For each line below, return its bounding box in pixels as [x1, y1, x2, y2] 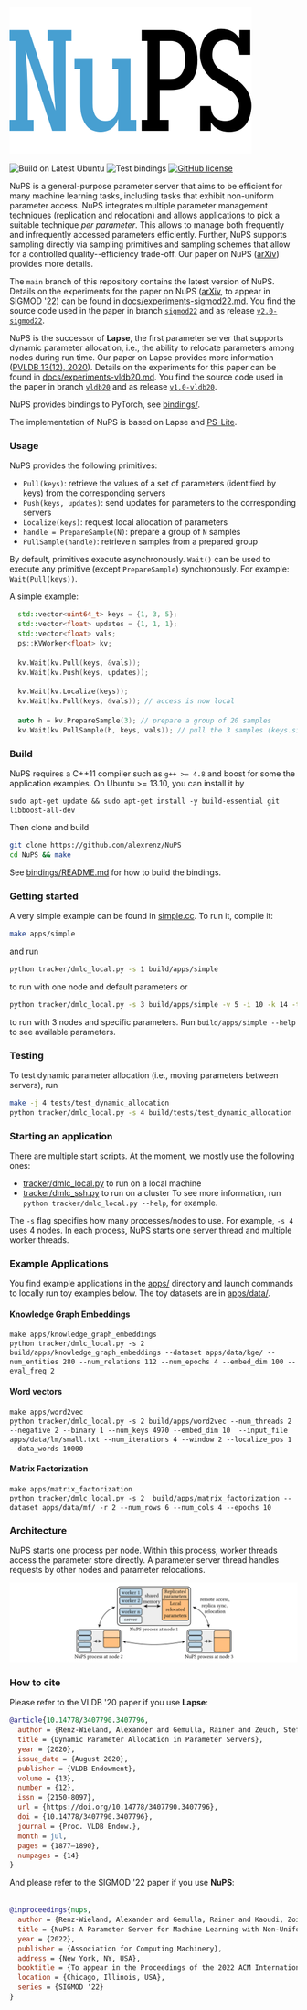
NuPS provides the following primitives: [9, 460, 158, 471]
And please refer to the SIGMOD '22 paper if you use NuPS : [9, 1877, 235, 1888]
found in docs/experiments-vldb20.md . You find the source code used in [9, 371, 284, 382]
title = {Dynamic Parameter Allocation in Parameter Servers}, [17, 1736, 263, 1745]
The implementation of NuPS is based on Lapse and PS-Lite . [9, 417, 238, 427]
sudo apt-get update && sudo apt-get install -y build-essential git [9, 797, 281, 806]
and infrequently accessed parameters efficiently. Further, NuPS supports [9, 230, 288, 240]
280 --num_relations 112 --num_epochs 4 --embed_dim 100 [62, 1357, 284, 1367]
